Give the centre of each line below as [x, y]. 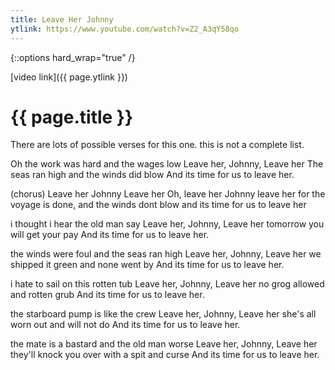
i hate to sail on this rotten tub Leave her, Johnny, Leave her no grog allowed [167, 284]
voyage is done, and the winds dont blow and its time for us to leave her [158, 205]
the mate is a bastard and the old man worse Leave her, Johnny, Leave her [164, 344]
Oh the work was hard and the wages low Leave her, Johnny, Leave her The [167, 164]
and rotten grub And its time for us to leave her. [107, 295]
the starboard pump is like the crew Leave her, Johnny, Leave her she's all [163, 314]
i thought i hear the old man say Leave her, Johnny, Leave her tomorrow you [167, 224]
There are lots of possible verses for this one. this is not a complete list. [157, 145]
